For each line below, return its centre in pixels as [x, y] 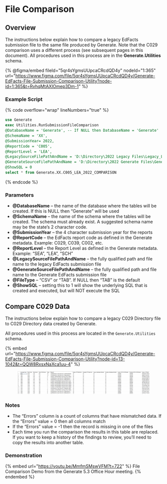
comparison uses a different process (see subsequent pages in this [74, 50]
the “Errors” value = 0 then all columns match [59, 421]
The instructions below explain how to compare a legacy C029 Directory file [83, 318]
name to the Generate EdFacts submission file [59, 275]
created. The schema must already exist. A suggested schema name [83, 222]
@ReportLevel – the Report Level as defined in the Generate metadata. [85, 248]
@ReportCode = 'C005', [29, 146]
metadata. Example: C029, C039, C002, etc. [58, 243]
